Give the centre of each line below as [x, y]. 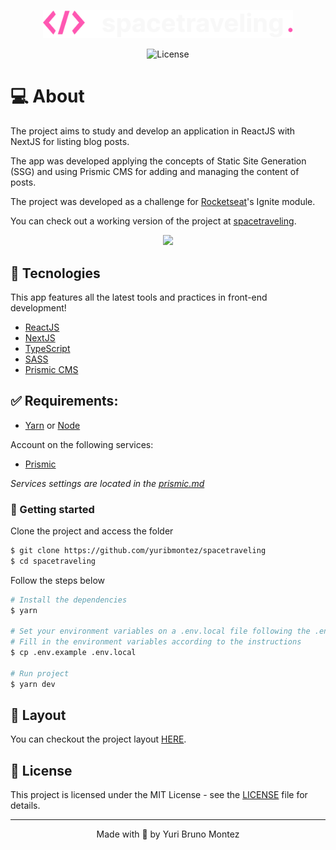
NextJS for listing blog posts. [70, 142]
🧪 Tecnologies [55, 273]
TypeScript [47, 348]
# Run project [40, 673]
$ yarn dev [33, 684]
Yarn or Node [52, 425]
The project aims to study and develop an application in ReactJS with [153, 131]
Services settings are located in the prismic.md [107, 483]
